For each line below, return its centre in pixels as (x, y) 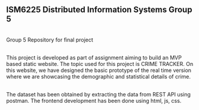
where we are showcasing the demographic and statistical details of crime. (99, 76)
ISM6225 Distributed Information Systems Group (99, 10)
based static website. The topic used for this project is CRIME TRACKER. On (100, 64)
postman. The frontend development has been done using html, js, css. (94, 100)
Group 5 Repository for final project (50, 40)
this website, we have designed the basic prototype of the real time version (99, 70)
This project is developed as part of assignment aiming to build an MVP (94, 57)
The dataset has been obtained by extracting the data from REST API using (99, 94)
